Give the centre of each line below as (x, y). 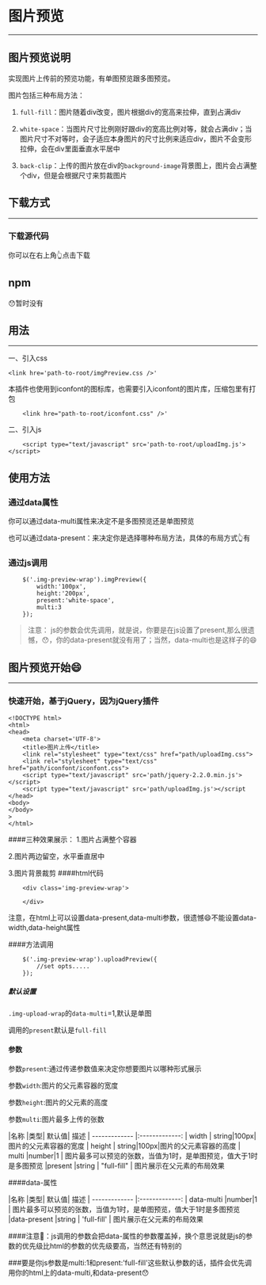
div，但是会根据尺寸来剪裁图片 (77, 175)
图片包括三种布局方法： (46, 95)
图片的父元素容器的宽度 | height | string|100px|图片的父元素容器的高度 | (125, 1146)
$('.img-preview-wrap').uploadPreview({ (90, 959)
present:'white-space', (76, 601)
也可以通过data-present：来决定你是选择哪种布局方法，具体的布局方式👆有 (129, 538)
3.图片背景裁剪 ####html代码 (56, 873)
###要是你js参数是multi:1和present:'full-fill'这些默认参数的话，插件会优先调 (130, 1262)
